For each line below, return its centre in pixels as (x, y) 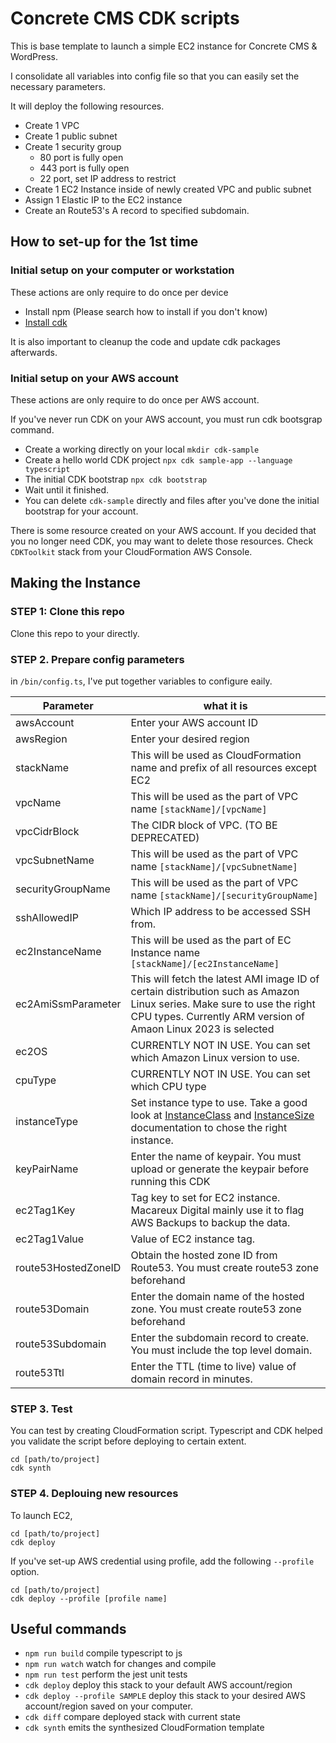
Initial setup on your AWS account (94, 378)
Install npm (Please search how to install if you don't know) (146, 311)
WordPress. (34, 56)
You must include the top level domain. (221, 1350)
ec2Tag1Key (45, 1210)
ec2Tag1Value (50, 1239)
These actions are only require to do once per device (119, 292)
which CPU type (168, 1086)
